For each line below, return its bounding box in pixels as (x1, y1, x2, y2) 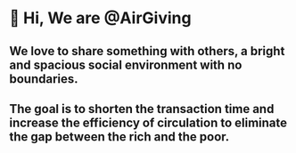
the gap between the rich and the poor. (9, 129, 230, 144)
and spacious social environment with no (9, 57, 243, 72)
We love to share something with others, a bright (9, 44, 285, 59)
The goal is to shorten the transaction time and (9, 101, 275, 117)
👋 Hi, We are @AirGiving (9, 8, 192, 28)
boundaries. (9, 71, 78, 86)
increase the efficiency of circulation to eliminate (9, 115, 288, 130)
